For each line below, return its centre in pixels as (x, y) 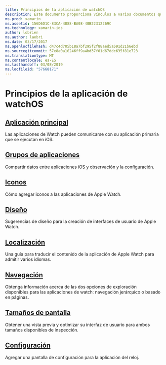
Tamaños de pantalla (38, 313)
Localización (25, 242)
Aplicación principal (37, 122)
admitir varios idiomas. (28, 259)
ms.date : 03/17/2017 (26, 42)
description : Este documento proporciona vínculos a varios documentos (80, 14)
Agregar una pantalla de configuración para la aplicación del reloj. (72, 357)
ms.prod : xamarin (23, 19)
